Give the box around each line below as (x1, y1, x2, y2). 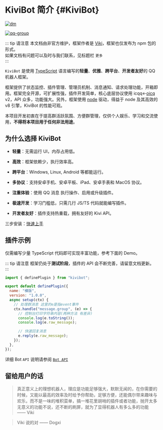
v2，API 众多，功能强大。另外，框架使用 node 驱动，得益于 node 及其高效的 (5, 96, 158, 102)
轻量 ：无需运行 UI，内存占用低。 (12, 148, 78, 154)
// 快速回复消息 (17, 329, 47, 334)
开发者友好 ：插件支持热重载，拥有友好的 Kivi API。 (12, 210, 114, 216)
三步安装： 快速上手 (5, 221, 44, 226)
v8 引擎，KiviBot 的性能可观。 (5, 103, 65, 108)
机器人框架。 (5, 74, 31, 80)
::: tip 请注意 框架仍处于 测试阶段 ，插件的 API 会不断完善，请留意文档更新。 (5, 260, 154, 266)
